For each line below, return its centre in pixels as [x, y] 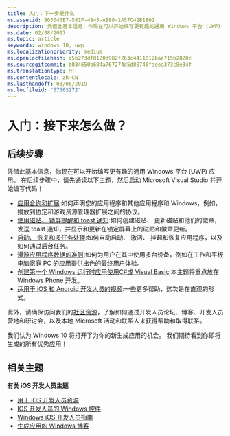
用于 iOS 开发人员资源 [48, 400]
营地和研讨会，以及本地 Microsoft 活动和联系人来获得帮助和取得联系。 [106, 321]
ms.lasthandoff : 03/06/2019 [47, 84]
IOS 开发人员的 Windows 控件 [59, 409]
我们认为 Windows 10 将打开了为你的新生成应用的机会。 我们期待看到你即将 [114, 335]
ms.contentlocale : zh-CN [43, 77]
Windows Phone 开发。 [50, 280]
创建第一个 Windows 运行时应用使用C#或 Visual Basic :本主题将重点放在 [118, 272]
